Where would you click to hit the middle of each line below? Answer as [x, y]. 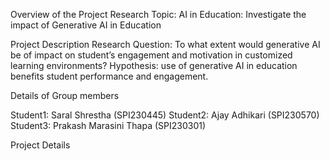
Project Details [40, 145]
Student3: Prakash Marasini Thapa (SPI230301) [108, 125]
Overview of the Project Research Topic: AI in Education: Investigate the [158, 14]
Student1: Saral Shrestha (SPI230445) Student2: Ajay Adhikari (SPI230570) [165, 115]
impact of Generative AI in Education [86, 25]
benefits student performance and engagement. [109, 76]
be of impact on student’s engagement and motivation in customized [151, 55]
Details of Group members [65, 95]
